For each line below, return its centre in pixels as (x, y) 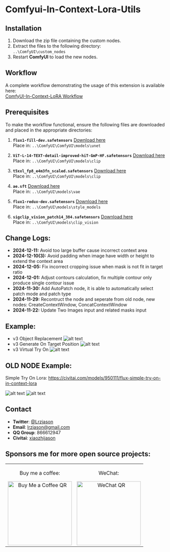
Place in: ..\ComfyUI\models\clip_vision (55, 222)
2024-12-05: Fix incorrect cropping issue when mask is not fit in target (88, 267)
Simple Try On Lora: (26, 378)
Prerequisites (27, 112)
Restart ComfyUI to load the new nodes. (55, 57)
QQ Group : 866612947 (37, 432)
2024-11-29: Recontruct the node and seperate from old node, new (84, 299)
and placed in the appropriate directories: (49, 130)
